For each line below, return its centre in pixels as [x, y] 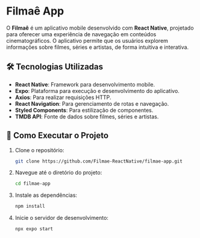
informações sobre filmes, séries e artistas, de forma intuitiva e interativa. [98, 47]
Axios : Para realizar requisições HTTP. [63, 97]
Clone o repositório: [39, 150]
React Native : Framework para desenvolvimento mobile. [85, 84]
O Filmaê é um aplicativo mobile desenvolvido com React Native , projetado [100, 28]
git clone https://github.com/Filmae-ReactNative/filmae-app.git [98, 161]
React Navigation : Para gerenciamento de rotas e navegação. [92, 103]
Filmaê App [35, 11]
